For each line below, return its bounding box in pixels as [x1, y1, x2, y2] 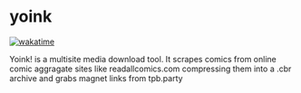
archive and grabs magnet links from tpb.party [9, 72, 183, 83]
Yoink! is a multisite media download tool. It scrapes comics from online [9, 53, 277, 64]
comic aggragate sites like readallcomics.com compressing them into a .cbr [9, 63, 292, 74]
